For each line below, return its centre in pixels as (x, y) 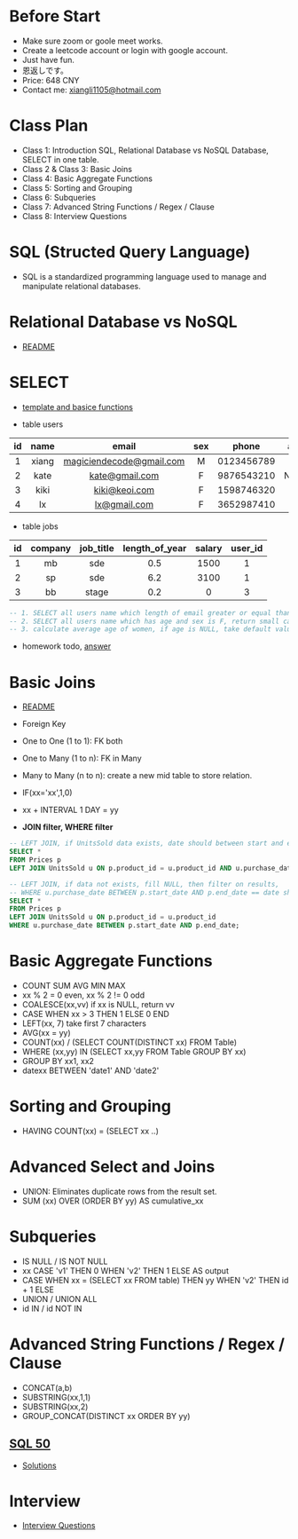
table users (43, 424)
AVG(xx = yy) (46, 1032)
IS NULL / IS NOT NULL (65, 1261)
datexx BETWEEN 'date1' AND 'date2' (90, 1070)
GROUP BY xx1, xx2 (58, 1061)
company (51, 548)
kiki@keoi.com (124, 490)
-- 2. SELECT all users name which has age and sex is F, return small (144, 621)
